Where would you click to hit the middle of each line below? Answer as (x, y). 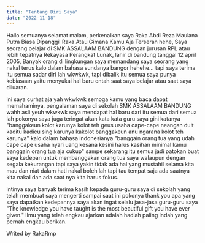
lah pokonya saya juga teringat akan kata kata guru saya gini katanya (94, 118)
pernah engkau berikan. (37, 222)
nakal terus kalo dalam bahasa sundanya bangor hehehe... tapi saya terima (101, 67)
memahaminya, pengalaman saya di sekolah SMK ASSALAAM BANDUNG (99, 105)
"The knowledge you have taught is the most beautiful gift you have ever (98, 208)
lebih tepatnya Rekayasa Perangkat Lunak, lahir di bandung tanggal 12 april (101, 54)
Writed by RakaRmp (31, 233)
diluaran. (17, 87)
